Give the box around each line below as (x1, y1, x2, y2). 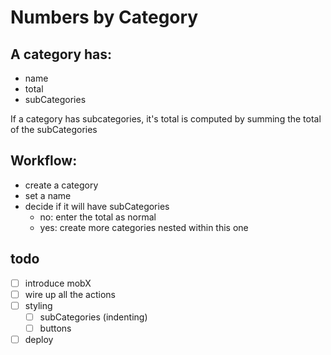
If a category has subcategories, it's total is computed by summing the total (10, 113, 322, 125)
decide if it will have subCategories (24, 200, 170, 212)
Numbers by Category (10, 6, 199, 29)
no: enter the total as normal (39, 211, 157, 223)
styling (24, 299, 53, 311)
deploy (24, 333, 54, 345)
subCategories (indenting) (39, 311, 148, 323)
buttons (39, 322, 72, 334)
